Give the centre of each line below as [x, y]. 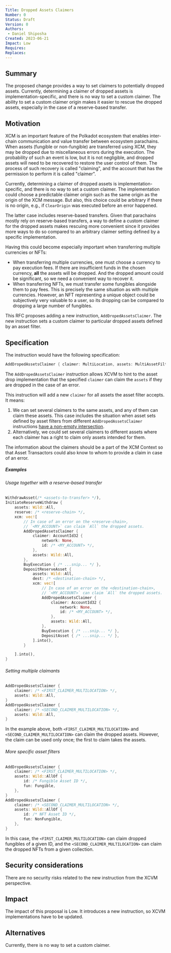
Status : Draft [20, 19]
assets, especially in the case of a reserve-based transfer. [66, 107]
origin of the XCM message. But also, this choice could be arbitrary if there [84, 200]
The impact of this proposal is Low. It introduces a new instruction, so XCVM [85, 911]
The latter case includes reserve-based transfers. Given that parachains [81, 216]
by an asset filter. [23, 327]
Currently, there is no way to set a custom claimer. [58, 945]
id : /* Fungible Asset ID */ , [55, 781]
